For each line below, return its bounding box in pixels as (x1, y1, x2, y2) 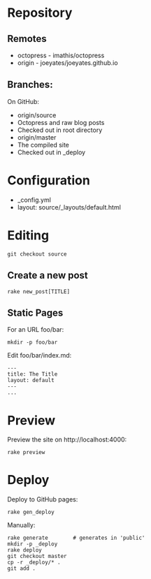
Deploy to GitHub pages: (7, 495, 78, 504)
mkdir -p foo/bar (7, 339, 58, 346)
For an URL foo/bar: (7, 325, 64, 334)
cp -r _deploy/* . (7, 559, 61, 566)
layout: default (7, 377, 55, 384)
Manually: (7, 521, 36, 529)
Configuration (7, 173, 91, 188)
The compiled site (17, 140, 70, 149)
